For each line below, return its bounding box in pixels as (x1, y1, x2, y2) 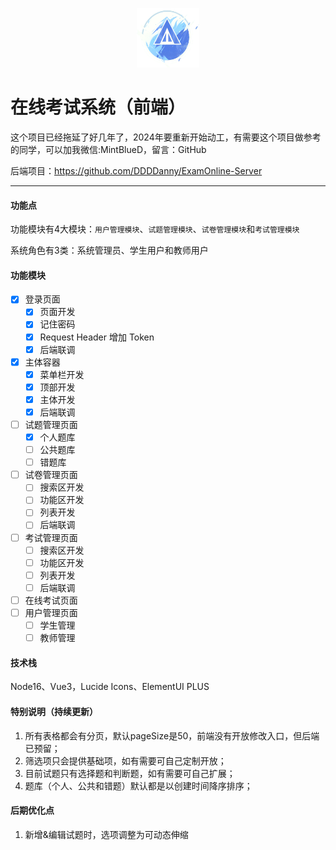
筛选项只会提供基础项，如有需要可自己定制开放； (24, 754, 227, 767)
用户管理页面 (24, 606, 78, 618)
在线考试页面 (24, 594, 78, 606)
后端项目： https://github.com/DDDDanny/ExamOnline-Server (10, 164, 263, 177)
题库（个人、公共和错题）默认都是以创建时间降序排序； (24, 779, 253, 792)
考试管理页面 (24, 531, 78, 543)
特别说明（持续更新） (10, 705, 98, 717)
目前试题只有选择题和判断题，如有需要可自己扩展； (24, 767, 236, 779)
